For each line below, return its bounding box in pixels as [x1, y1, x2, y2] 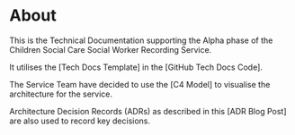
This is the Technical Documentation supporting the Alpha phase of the [9, 35, 273, 46]
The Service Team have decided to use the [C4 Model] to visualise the [9, 79, 271, 89]
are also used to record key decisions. [9, 115, 151, 126]
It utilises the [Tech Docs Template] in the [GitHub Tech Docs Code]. [9, 62, 264, 72]
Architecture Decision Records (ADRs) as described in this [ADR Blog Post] [9, 105, 287, 116]
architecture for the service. [9, 89, 112, 99]
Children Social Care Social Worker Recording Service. [9, 44, 212, 55]
